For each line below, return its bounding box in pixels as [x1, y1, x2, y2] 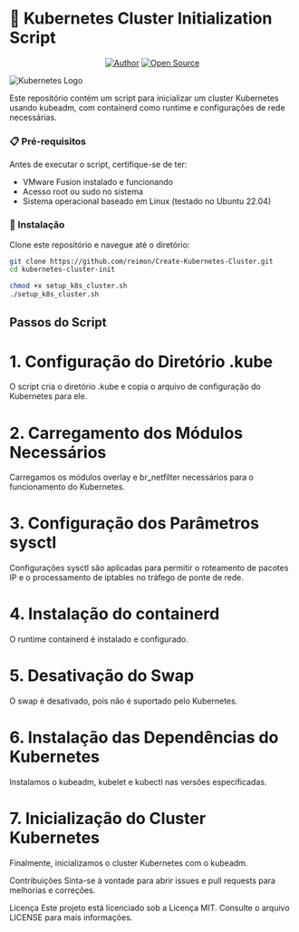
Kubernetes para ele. [9, 391, 88, 402]
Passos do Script [9, 315, 107, 330]
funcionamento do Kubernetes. [9, 481, 125, 492]
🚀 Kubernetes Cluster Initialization [9, 8, 273, 29]
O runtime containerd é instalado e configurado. [9, 634, 188, 645]
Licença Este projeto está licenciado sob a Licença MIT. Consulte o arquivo [9, 902, 290, 913]
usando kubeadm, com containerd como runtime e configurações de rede [9, 102, 285, 112]
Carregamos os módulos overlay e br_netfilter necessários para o [9, 471, 255, 483]
